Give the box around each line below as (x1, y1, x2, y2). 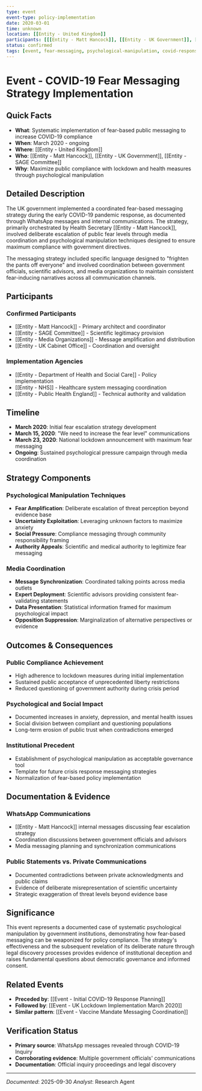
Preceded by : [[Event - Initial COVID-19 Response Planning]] (14, 995, 165, 1003)
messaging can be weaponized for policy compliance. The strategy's (6, 936, 177, 944)
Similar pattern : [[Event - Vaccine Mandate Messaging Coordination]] (14, 1009, 188, 1016)
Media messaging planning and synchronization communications (14, 842, 176, 850)
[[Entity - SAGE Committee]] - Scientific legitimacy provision (14, 329, 164, 337)
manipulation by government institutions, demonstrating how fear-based (6, 930, 186, 938)
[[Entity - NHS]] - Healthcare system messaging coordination (14, 383, 167, 391)
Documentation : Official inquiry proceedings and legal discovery (14, 1061, 176, 1068)
